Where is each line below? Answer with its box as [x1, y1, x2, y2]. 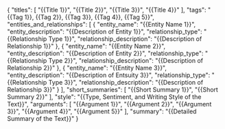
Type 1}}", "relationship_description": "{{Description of [48, 35, 202, 43]
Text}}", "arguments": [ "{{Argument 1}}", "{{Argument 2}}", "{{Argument [7, 100, 212, 108]
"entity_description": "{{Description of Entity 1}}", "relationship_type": [7, 27, 202, 35]
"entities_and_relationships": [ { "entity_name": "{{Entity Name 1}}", [7, 20, 196, 28]
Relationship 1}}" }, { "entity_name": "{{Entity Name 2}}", [7, 42, 166, 50]
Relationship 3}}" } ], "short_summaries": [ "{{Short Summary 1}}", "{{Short [7, 85, 218, 94]
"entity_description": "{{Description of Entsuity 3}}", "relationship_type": [7, 71, 211, 79]
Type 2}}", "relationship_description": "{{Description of [48, 57, 204, 64]
